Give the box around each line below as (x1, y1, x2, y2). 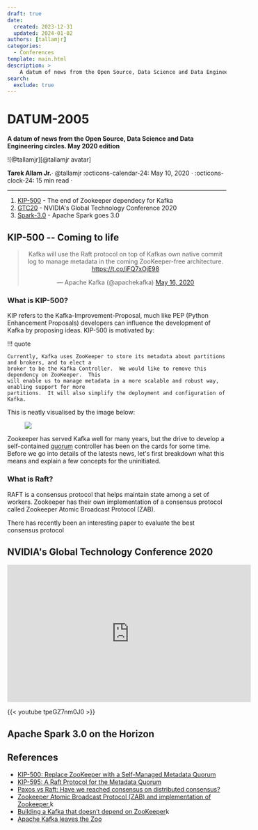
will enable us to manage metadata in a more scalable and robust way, (7, 378, 219, 385)
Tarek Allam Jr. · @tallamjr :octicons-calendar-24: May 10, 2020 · (7, 169, 193, 178)
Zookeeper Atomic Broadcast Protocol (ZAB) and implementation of (17, 792, 211, 801)
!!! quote (7, 339, 31, 348)
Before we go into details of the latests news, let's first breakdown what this (7, 449, 225, 458)
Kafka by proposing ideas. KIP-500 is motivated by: (7, 326, 155, 335)
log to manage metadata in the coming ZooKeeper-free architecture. (27, 257, 224, 266)
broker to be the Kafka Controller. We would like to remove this (7, 365, 207, 373)
